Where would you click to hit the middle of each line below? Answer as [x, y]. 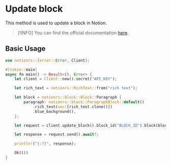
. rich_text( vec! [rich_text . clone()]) [73, 107]
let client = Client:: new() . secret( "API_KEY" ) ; [66, 79]
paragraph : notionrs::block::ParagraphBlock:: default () [84, 102]
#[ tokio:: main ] [21, 70]
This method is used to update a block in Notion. [56, 23]
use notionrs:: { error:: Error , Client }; [48, 60]
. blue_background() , [54, 111]
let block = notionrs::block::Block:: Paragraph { [68, 97]
